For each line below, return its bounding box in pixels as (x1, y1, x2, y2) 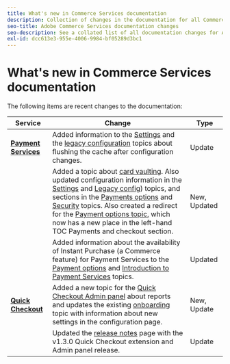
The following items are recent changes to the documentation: (7, 102, 183, 110)
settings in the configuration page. (52, 317, 163, 327)
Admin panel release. (52, 346, 120, 355)
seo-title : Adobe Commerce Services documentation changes (7, 23, 179, 29)
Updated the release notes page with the (52, 328, 183, 338)
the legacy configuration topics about (52, 138, 172, 148)
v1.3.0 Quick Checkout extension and (52, 337, 174, 346)
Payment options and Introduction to (52, 263, 170, 273)
